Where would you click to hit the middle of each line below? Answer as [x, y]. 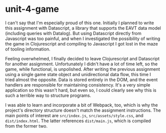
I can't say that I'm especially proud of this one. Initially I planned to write [80, 23]
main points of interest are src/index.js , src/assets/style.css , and [74, 115]
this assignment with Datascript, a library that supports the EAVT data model [83, 28]
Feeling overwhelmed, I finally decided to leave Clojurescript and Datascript [82, 58]
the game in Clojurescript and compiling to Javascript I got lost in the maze [82, 44]
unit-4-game [32, 9]
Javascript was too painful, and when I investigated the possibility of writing [83, 39]
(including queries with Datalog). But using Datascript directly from [73, 33]
